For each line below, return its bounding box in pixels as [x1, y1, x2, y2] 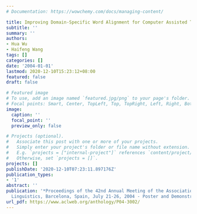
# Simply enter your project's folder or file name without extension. [6, 145, 191, 151]
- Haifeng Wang [6, 46, 43, 53]
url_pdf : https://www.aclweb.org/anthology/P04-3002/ [6, 199, 141, 205]
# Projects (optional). [6, 133, 64, 139]
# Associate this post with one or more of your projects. [6, 139, 159, 145]
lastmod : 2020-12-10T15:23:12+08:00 [6, 68, 96, 74]
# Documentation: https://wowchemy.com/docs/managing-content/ [6, 8, 164, 15]
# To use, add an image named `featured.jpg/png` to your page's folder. [6, 95, 191, 102]
